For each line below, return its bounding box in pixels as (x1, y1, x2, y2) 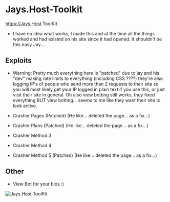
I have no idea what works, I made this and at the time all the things (12, 30, 155, 36)
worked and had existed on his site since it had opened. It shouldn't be (12, 36, 162, 42)
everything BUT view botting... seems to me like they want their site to (12, 97, 161, 103)
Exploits (5, 56, 32, 65)
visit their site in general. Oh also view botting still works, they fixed (12, 91, 155, 98)
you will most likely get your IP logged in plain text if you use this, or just (12, 86, 165, 92)
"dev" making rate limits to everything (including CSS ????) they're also (12, 75, 163, 82)
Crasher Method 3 (12, 132, 52, 138)
